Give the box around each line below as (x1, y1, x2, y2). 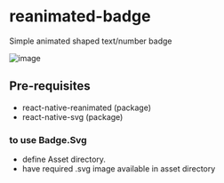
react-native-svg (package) (21, 111, 124, 122)
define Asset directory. (21, 154, 107, 165)
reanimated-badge (9, 6, 151, 27)
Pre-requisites (9, 78, 91, 94)
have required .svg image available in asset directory (21, 163, 216, 174)
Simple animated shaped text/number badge (9, 36, 172, 46)
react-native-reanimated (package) (21, 102, 152, 113)
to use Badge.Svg (9, 133, 87, 146)
